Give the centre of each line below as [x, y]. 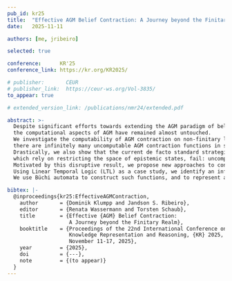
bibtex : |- [23, 190]
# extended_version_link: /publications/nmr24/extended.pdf [96, 107]
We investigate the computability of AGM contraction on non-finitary [117, 139]
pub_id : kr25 [26, 13]
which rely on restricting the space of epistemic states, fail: [109, 158]
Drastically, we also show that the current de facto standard [106, 152]
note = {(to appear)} [63, 260]
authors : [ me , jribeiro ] [43, 39]
